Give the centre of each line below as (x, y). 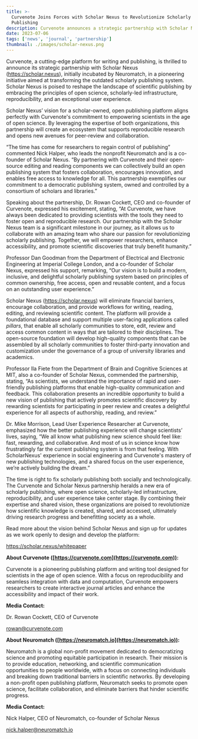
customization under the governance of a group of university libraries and (96, 351)
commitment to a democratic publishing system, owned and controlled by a (98, 184)
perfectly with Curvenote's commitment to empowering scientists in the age (98, 116)
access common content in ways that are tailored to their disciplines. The (95, 332)
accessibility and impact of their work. (52, 594)
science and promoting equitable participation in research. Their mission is (97, 657)
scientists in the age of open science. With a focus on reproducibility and (95, 575)
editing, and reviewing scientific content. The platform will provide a (88, 313)
